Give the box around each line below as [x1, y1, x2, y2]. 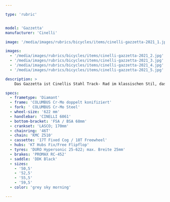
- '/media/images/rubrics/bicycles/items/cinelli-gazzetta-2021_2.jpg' [10, 53, 164, 58]
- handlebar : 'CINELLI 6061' [10, 114, 71, 119]
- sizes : [10, 161, 28, 166]
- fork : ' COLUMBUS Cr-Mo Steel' [10, 105, 80, 110]
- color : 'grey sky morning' [10, 185, 71, 190]
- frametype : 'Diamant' [10, 95, 60, 100]
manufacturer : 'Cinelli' [5, 30, 58, 36]
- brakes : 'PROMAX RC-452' [10, 152, 67, 157]
